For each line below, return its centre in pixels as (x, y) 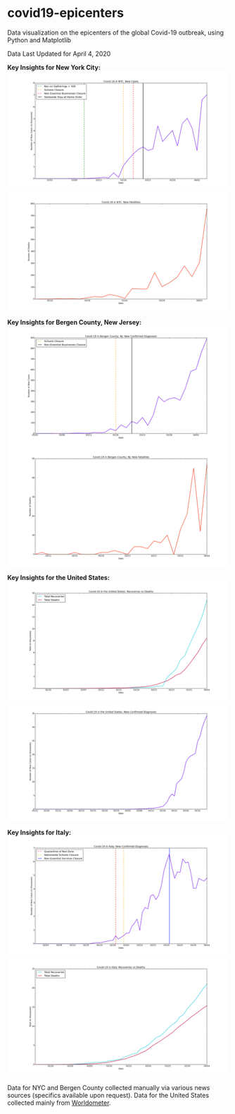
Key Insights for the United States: (59, 577)
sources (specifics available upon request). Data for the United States (108, 1095)
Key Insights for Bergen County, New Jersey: (75, 322)
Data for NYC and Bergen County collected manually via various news (109, 1087)
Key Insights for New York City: (54, 67)
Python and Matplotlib (39, 40)
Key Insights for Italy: (39, 833)
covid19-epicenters (66, 13)
